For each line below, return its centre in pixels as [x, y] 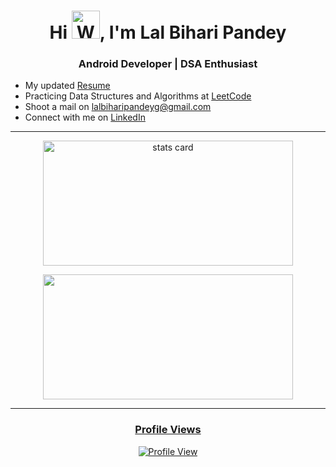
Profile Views [168, 430]
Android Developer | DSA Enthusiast [168, 64]
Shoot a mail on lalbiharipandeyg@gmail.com [118, 107]
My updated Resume [67, 86]
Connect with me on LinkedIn [85, 117]
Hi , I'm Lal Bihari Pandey [168, 32]
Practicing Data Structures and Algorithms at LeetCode [138, 96]
